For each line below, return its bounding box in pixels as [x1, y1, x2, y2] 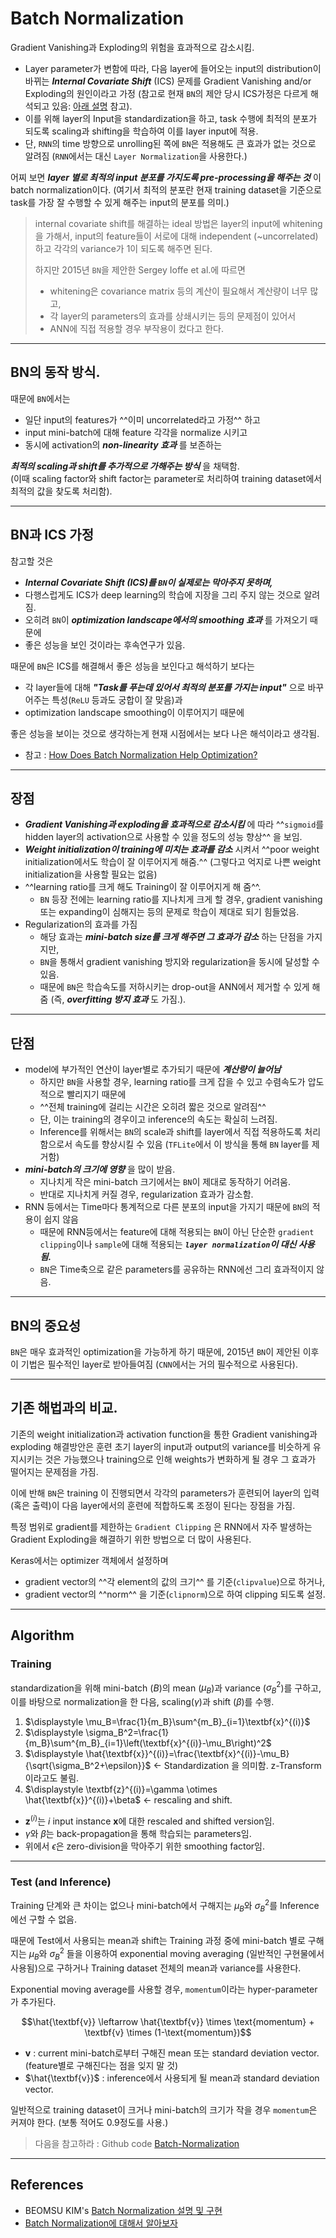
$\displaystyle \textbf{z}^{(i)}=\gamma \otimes [24, 1783, 218, 1795]
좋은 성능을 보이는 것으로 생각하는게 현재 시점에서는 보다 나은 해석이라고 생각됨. [10, 727, 320, 739]
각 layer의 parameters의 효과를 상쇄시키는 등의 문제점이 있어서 [49, 310, 297, 322]
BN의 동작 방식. [10, 364, 101, 381]
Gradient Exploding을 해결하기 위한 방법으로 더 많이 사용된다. [10, 1533, 252, 1545]
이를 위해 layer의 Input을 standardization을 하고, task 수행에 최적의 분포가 [24, 112, 318, 124]
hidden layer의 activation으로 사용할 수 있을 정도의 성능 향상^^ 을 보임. [24, 831, 303, 843]
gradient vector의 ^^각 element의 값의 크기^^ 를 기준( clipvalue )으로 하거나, [24, 1575, 326, 1587]
